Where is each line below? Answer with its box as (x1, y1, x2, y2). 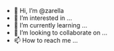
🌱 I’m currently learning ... (13, 21, 88, 29)
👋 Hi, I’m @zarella (13, 7, 64, 14)
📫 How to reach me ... (13, 37, 78, 44)
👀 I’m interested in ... (13, 14, 73, 22)
